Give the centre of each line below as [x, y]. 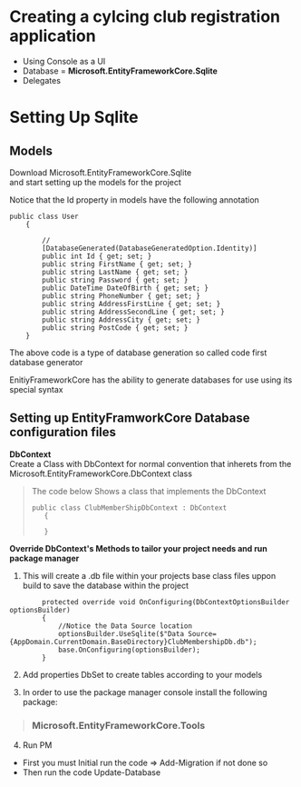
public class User [44, 216]
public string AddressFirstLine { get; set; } [131, 304]
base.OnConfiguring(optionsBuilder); [129, 650]
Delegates [42, 80]
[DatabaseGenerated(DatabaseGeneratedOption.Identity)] [150, 248]
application [53, 36]
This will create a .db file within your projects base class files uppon [149, 575]
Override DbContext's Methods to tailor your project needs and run [138, 548]
